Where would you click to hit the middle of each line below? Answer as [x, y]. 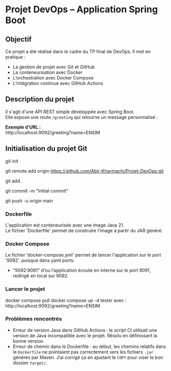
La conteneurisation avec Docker [48, 72]
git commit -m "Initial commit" [37, 191]
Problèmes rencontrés [34, 319]
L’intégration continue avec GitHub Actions [58, 83]
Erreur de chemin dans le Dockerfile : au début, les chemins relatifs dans [89, 346]
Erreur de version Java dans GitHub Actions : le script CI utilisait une [85, 330]
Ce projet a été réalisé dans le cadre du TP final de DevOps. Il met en [78, 51]
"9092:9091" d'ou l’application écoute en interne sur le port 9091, [82, 271]
